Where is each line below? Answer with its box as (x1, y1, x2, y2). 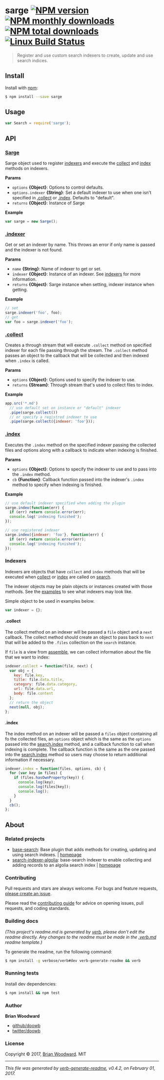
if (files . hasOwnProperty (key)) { (14, 775, 84, 780)
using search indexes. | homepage (12, 852, 82, 858)
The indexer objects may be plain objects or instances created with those (5, 583, 153, 589)
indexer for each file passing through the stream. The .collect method (5, 347, 147, 353)
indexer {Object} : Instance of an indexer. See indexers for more (12, 271, 141, 277)
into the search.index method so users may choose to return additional (5, 751, 147, 757)
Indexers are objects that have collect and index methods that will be (5, 568, 145, 574)
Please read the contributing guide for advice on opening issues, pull (5, 900, 144, 906)
